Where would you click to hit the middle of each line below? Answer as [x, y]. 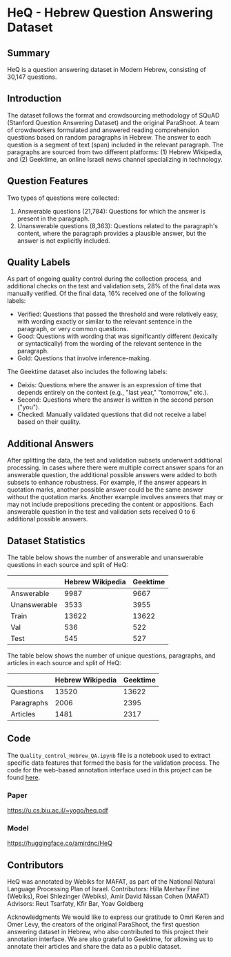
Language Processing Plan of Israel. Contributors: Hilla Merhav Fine [103, 889]
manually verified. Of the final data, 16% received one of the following [106, 294]
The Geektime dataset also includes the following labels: [87, 372]
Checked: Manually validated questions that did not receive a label [111, 415]
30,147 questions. [32, 77]
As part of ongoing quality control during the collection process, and [104, 279]
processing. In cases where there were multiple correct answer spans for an [115, 467]
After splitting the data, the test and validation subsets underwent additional [115, 461]
